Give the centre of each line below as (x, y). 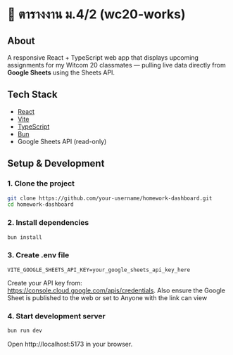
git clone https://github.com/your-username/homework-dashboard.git (110, 198)
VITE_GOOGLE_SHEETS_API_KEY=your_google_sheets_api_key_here (99, 270)
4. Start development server (56, 316)
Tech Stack (32, 95)
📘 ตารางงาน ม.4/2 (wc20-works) (96, 14)
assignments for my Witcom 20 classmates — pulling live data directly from (117, 65)
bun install (25, 237)
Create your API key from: (45, 283)
